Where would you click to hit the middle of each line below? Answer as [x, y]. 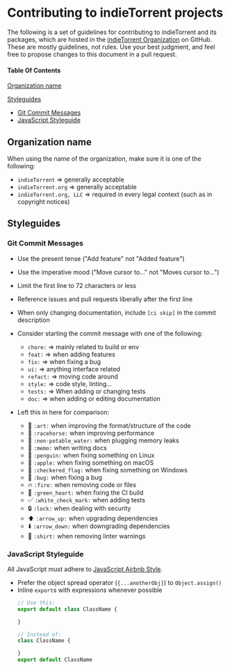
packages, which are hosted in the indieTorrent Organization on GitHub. [110, 39]
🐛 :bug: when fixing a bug [65, 477]
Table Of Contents [34, 70]
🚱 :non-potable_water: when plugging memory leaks [103, 440]
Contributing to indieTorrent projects [115, 13]
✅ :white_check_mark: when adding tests [87, 500]
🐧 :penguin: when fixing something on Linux [91, 455]
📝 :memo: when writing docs [67, 447]
